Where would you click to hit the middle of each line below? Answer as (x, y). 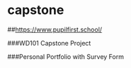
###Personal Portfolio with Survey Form (65, 56)
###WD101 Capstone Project (49, 43)
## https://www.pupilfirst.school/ (55, 29)
